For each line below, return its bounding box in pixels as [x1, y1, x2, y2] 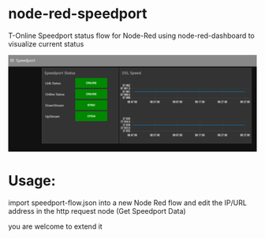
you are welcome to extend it [8, 222, 103, 231]
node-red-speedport [8, 5, 147, 23]
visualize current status [8, 39, 84, 48]
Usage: [8, 172, 57, 190]
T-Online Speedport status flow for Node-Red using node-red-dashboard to [8, 31, 255, 40]
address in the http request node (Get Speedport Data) [8, 206, 187, 215]
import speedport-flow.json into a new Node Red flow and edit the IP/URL [8, 198, 247, 207]
